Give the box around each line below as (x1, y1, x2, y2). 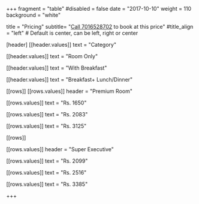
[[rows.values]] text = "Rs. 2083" (6, 111, 88, 118)
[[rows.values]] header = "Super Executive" (6, 146, 114, 152)
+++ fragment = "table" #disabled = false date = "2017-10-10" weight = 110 (6, 5, 192, 12)
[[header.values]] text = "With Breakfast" (6, 64, 107, 71)
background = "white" (6, 11, 61, 19)
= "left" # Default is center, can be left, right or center (6, 29, 138, 37)
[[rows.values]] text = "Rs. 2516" (6, 169, 87, 176)
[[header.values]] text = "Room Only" (6, 53, 98, 59)
